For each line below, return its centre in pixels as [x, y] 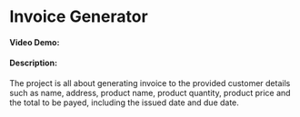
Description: [33, 63]
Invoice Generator [79, 17]
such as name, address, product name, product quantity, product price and [150, 93]
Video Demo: [35, 42]
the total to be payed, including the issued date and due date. [124, 102]
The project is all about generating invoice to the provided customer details [150, 83]
